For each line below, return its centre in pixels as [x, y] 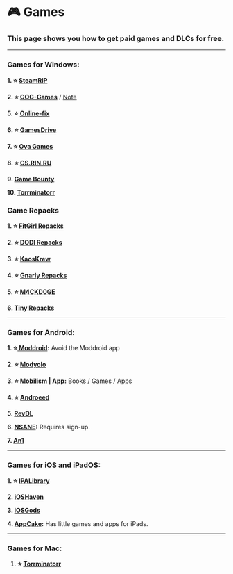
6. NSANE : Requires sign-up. [49, 427]
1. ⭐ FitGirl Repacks [35, 226]
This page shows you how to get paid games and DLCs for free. [115, 39]
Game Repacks [33, 210]
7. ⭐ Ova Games [30, 146]
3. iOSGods [24, 510]
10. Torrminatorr [31, 192]
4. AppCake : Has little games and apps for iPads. [78, 523]
